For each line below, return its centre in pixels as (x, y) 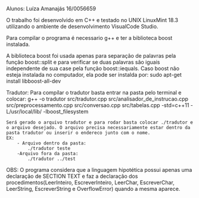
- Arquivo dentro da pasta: (52, 143)
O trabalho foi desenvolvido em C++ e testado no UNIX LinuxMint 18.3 (92, 20)
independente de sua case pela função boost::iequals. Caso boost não (93, 68)
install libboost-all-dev (34, 81)
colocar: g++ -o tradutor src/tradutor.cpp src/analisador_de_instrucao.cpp (97, 99)
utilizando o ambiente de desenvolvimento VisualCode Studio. (82, 26)
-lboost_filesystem (66, 111)
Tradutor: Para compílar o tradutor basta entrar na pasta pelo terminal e (94, 92)
